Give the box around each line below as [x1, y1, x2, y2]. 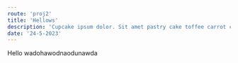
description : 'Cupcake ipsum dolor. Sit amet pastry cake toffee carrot [7, 23, 227, 30]
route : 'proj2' [7, 10, 52, 17]
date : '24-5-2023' [7, 29, 62, 37]
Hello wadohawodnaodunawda [7, 49, 98, 57]
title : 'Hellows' [7, 17, 59, 24]
